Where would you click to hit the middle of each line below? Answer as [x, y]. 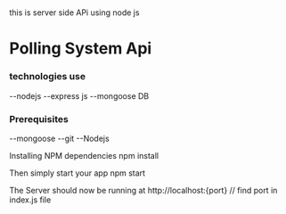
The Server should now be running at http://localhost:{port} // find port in [143, 190]
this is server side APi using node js [74, 12]
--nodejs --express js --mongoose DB [79, 95]
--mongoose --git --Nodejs [59, 138]
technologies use [48, 77]
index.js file [30, 200]
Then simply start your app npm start [77, 173]
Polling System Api [81, 49]
